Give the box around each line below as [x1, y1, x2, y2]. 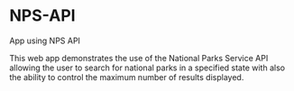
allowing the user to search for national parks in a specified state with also [9, 62, 286, 73]
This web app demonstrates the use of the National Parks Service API [9, 52, 269, 63]
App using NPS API [9, 35, 81, 46]
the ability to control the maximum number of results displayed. [9, 71, 244, 82]
